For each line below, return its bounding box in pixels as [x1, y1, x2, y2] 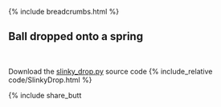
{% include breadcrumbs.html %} [8, 7, 119, 16]
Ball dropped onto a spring [8, 30, 143, 43]
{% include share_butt [8, 90, 82, 100]
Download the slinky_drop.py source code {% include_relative [8, 66, 213, 76]
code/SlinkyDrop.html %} [8, 75, 92, 85]
